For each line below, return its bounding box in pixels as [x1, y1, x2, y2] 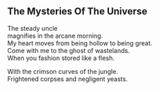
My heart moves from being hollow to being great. [7, 38, 153, 47]
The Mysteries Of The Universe [7, 6, 148, 17]
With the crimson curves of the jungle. [7, 67, 118, 75]
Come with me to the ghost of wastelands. [7, 46, 130, 54]
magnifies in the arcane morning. [7, 31, 103, 40]
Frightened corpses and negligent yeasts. [7, 75, 128, 83]
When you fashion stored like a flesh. [7, 54, 115, 62]
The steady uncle [7, 24, 58, 32]
